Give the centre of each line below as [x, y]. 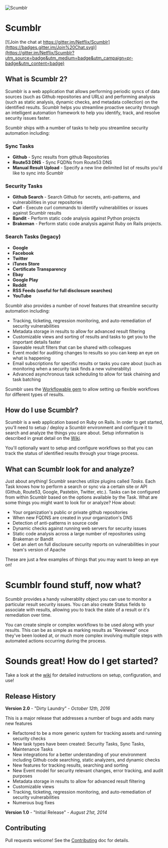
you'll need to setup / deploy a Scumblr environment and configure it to [79, 428]
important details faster [37, 342]
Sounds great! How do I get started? [82, 661]
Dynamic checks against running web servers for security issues [79, 528]
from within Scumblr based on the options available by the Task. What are [81, 497]
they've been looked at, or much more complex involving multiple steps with [84, 635]
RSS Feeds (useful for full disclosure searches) [62, 290]
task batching [27, 379]
